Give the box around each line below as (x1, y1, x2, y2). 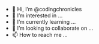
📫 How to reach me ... (11, 32, 68, 38)
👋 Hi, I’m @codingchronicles (11, 6, 82, 12)
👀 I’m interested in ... (11, 12, 63, 19)
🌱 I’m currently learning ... (11, 18, 76, 25)
